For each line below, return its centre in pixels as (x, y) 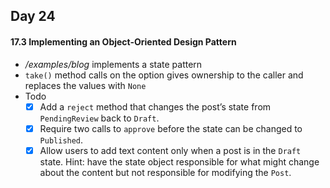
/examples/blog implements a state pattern (113, 64)
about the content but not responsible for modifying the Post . (165, 172)
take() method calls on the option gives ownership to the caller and (164, 75)
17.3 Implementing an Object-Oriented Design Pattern (123, 41)
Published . (61, 140)
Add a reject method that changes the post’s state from (155, 106)
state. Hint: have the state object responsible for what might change (179, 161)
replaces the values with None (85, 85)
